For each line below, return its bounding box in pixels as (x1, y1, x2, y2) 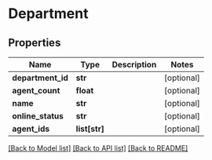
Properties (8, 36, 61, 49)
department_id (12, 72, 69, 83)
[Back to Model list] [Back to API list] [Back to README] (8, 144, 188, 153)
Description (111, 60, 157, 70)
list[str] (75, 123, 104, 134)
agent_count (12, 85, 60, 96)
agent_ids (12, 123, 49, 134)
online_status (12, 111, 64, 122)
